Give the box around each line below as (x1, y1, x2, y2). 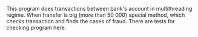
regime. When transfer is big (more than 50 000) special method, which (6, 11, 185, 18)
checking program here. (6, 24, 67, 31)
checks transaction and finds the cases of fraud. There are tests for (6, 18, 175, 24)
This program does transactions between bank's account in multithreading (6, 5, 193, 12)
